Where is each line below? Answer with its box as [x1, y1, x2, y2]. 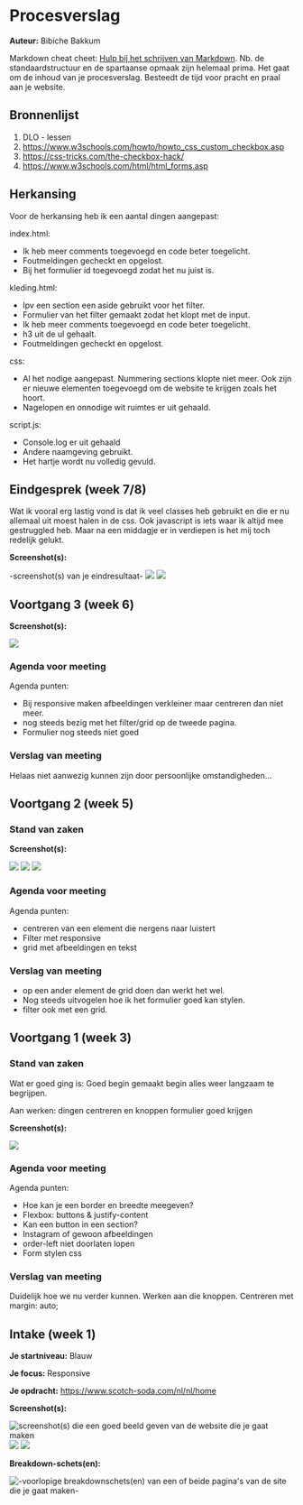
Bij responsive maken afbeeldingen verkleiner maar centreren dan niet [22, 698, 284, 709]
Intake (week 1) [9, 1326, 96, 1342]
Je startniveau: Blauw [9, 1351, 93, 1362]
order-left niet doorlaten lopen [22, 1238, 135, 1250]
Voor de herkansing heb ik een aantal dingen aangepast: [9, 210, 219, 221]
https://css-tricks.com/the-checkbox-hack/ [22, 151, 185, 162]
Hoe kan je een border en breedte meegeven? [22, 1200, 194, 1211]
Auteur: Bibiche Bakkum [9, 35, 101, 46]
